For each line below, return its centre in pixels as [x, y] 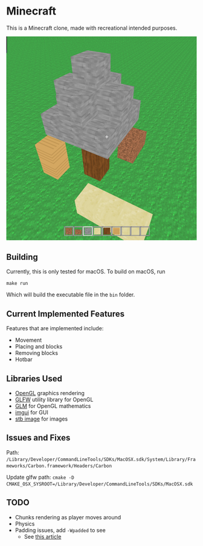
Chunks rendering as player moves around [68, 517]
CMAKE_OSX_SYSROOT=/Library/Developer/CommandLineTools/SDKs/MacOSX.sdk [100, 484]
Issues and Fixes [38, 438]
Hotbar [24, 359]
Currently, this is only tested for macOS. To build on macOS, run [86, 271]
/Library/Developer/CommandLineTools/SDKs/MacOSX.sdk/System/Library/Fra [101, 459]
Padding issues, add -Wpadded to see [60, 530]
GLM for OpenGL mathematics [53, 406]
